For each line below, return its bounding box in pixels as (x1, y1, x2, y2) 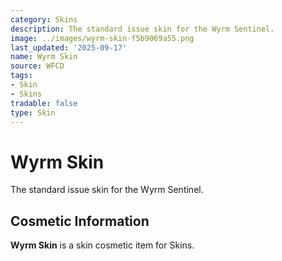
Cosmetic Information (10, 212, 150, 230)
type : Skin (10, 107, 56, 118)
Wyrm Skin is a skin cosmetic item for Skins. (10, 239, 195, 251)
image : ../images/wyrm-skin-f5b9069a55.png (10, 33, 195, 43)
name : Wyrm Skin (10, 52, 78, 62)
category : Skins (10, 14, 78, 25)
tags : (10, 71, 33, 81)
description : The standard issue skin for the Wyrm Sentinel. (10, 24, 275, 34)
